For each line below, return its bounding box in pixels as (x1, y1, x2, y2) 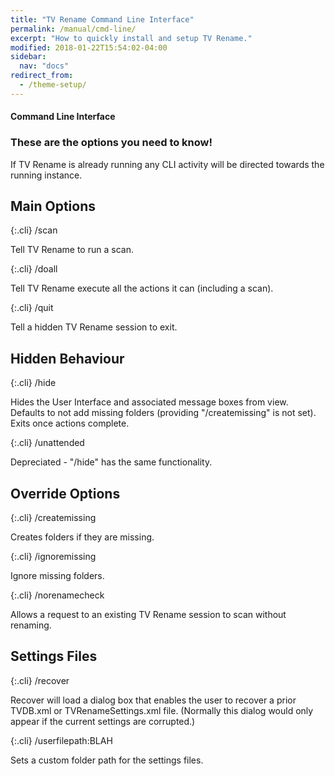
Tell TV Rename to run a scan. (10, 244, 134, 256)
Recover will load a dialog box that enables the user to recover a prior (10, 694, 297, 706)
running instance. (10, 169, 83, 181)
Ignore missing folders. (10, 570, 105, 582)
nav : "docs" (19, 61, 70, 71)
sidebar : (10, 52, 47, 62)
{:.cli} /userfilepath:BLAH (10, 734, 113, 746)
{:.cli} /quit (10, 302, 54, 314)
